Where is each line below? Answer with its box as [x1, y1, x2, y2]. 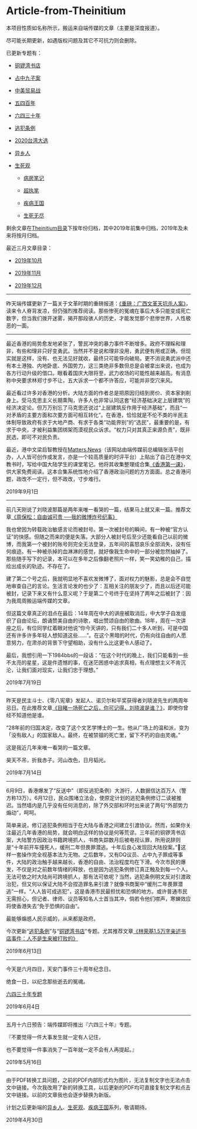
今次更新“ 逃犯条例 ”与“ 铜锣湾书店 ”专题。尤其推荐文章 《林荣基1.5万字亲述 [6, 927, 181, 934]
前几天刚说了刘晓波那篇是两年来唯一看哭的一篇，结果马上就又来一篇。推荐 [6, 506, 186, 513]
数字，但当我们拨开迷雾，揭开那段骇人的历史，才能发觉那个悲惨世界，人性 [6, 314, 186, 321]
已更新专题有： [6, 49, 42, 57]
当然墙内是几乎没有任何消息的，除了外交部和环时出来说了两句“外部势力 [16, 802, 189, 809]
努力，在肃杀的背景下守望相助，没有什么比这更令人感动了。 [11, 639, 155, 646]
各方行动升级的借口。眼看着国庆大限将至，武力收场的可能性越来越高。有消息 [6, 369, 191, 376]
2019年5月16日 [6, 1058, 42, 1065]
